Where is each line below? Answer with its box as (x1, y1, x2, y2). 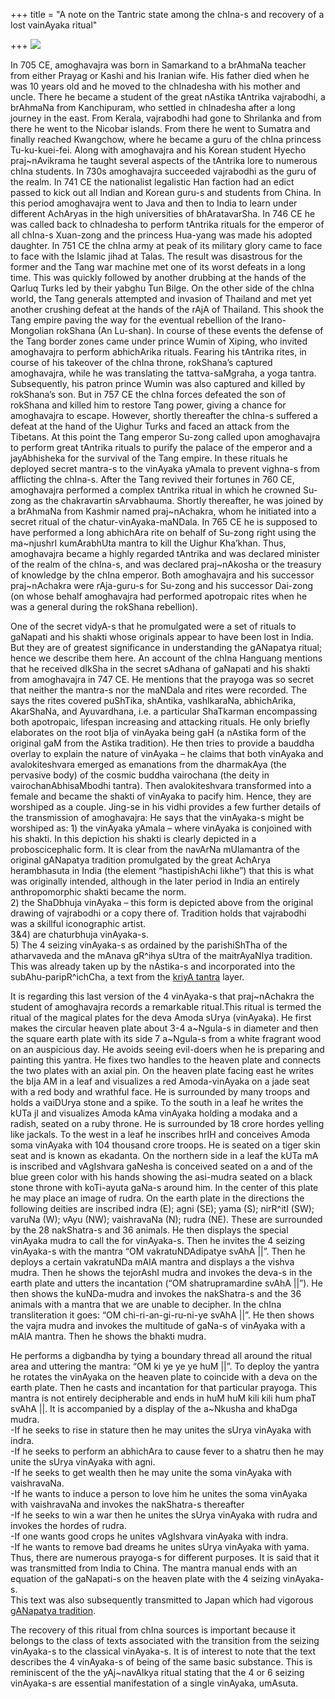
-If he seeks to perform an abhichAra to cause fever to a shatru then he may (10, 1445, 325, 1457)
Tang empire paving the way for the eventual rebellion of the (10, 314, 260, 326)
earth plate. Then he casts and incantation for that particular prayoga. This (10, 1382, 318, 1393)
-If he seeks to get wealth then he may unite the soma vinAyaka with (10, 1467, 292, 1478)
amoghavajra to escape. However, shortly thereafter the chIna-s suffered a (10, 410, 318, 421)
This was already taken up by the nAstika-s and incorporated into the (10, 960, 296, 972)
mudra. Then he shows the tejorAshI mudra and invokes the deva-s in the (10, 1267, 313, 1278)
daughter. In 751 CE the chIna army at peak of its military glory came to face (10, 240, 323, 251)
